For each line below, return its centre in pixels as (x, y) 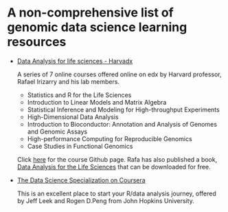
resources (37, 42)
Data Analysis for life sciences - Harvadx (75, 61)
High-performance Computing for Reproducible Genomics (110, 138)
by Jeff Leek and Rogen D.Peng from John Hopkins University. (105, 200)
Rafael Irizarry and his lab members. (68, 81)
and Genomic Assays (57, 131)
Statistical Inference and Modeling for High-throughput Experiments (123, 109)
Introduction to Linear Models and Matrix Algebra (97, 102)
